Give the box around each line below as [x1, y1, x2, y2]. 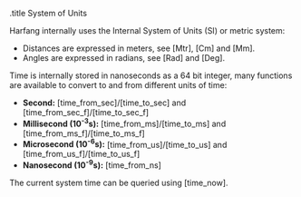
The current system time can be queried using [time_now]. [9, 177, 228, 188]
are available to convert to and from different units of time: [9, 80, 228, 90]
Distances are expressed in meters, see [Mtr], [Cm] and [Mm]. [22, 43, 256, 54]
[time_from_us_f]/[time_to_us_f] [22, 149, 141, 160]
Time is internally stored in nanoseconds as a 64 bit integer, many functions [9, 70, 293, 81]
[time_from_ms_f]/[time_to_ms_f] [22, 127, 145, 139]
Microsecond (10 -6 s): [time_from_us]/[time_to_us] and [22, 137, 228, 150]
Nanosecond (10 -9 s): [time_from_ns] [22, 158, 161, 171]
